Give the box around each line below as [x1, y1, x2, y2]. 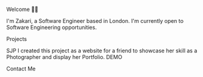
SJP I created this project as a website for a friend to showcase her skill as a [6, 47, 198, 54]
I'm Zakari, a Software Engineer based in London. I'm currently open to [6, 17, 184, 24]
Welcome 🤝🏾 [6, 6, 38, 13]
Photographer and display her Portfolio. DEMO [6, 54, 123, 60]
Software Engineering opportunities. [6, 24, 97, 31]
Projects [6, 35, 27, 42]
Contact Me [6, 65, 36, 72]
